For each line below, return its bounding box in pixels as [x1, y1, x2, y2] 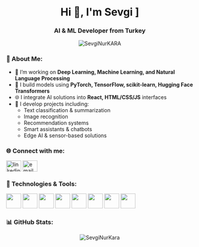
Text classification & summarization [23, 106, 111, 113]
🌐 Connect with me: [6, 147, 65, 155]
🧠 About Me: [6, 55, 43, 63]
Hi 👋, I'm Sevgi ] [60, 5, 140, 19]
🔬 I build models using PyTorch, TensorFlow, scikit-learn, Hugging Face [14, 81, 193, 88]
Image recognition [23, 113, 68, 120]
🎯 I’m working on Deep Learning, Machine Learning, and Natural [14, 68, 175, 75]
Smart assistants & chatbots [23, 125, 93, 132]
